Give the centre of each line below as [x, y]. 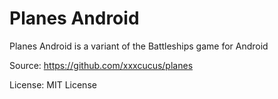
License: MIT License [53, 84]
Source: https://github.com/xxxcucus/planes [101, 65]
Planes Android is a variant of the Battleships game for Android [139, 46]
